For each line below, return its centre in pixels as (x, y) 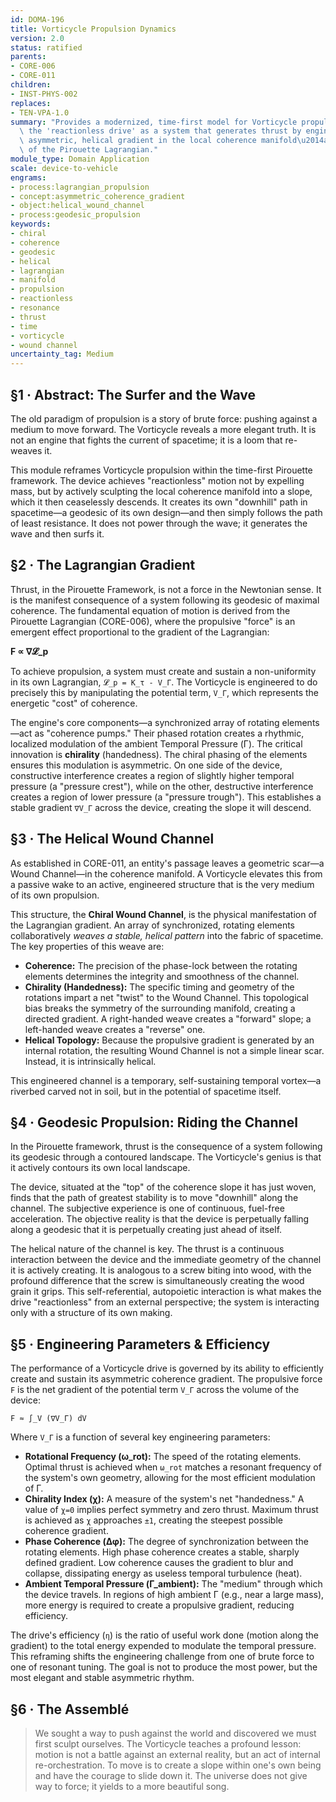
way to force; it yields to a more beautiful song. (132, 1786)
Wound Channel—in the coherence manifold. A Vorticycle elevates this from (166, 873)
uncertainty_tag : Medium (62, 354)
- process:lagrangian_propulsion (80, 187)
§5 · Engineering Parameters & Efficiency (140, 1344)
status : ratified (46, 47)
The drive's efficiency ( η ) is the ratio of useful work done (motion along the (165, 1635)
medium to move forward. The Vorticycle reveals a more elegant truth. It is (163, 429)
